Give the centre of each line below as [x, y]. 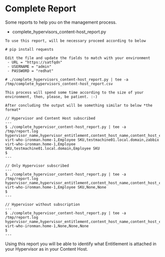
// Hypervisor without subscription [42, 204]
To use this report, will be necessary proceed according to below [76, 41]
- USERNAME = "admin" [29, 66]
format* [13, 110]
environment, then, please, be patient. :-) [51, 96]
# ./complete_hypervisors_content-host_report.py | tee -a [67, 79]
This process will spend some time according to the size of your [74, 92]
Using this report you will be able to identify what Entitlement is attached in [81, 244]
